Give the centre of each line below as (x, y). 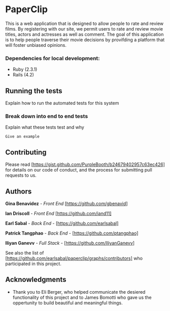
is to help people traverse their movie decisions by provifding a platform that (85, 40)
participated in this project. (33, 264)
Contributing (26, 152)
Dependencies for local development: (53, 58)
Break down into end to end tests (47, 116)
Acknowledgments (36, 280)
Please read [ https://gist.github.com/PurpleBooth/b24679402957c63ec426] (85, 164)
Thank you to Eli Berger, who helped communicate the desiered (79, 292)
